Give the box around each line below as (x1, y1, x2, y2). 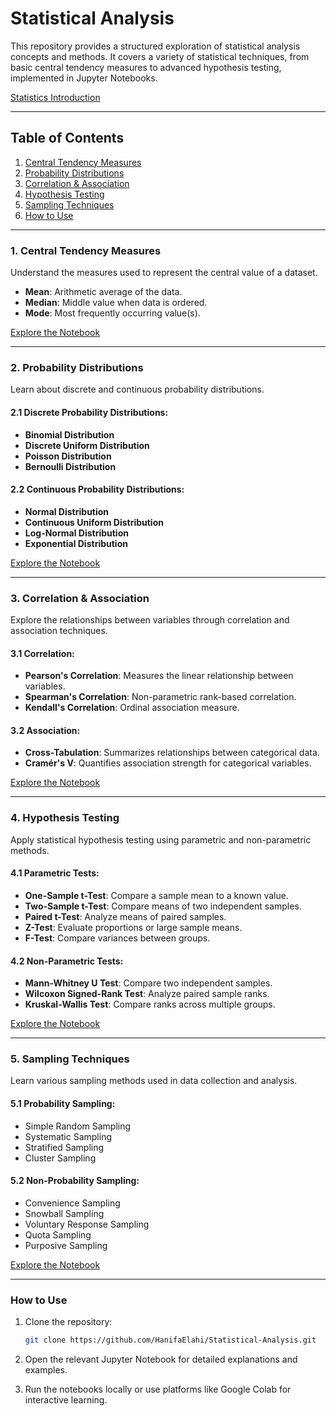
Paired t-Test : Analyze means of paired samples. (24, 910, 227, 922)
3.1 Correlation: (10, 647, 75, 659)
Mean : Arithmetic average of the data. (24, 286, 183, 298)
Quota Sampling (24, 1228, 92, 1241)
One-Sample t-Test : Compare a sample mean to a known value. (24, 889, 289, 901)
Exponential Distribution (24, 537, 128, 549)
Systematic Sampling (24, 1130, 112, 1142)
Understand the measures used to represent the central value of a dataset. (10, 267, 318, 279)
